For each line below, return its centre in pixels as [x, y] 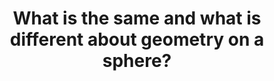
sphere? [137, 61]
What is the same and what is [137, 18]
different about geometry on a [137, 39]
